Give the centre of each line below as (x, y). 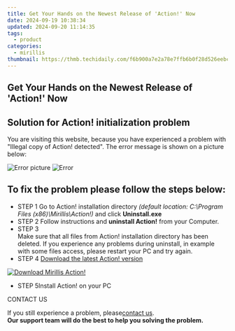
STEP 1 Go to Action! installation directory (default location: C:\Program (120, 206)
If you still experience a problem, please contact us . (81, 313)
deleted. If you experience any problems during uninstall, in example (116, 244)
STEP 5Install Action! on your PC (64, 286)
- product (28, 40)
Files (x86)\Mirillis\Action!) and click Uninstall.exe (90, 213)
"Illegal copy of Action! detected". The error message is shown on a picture (116, 146)
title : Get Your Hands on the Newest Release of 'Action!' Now (101, 14)
